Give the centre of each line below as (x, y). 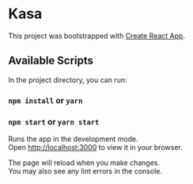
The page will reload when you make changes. (84, 163)
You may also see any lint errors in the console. (85, 171)
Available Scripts (51, 61)
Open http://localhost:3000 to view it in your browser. (96, 147)
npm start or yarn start (54, 121)
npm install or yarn (45, 100)
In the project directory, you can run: (68, 79)
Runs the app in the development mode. (73, 139)
